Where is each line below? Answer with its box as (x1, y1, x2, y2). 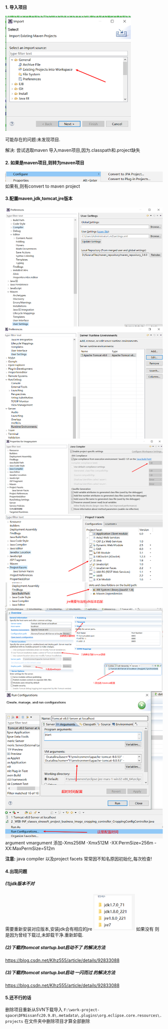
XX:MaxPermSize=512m (5, 845, 55, 851)
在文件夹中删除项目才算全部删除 (24, 1018, 90, 1024)
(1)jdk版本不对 (5, 881, 35, 887)
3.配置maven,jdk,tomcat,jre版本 (5, 196, 73, 202)
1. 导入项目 (5, 4, 27, 10)
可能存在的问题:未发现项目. (5, 136, 61, 142)
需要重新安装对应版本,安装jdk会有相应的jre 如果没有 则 (5, 926, 159, 932)
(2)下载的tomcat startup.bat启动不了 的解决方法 (5, 944, 106, 950)
